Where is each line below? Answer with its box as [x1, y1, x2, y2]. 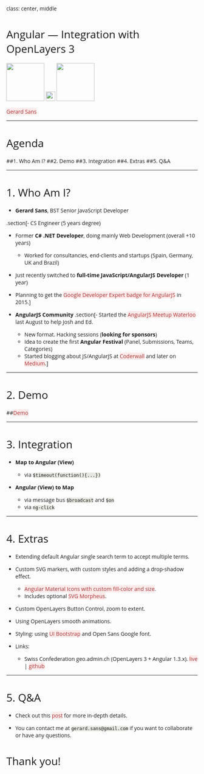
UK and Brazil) [24, 258, 59, 267]
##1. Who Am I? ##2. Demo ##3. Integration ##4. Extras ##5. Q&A [6, 157, 171, 165]
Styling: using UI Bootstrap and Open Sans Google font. [15, 629, 152, 638]
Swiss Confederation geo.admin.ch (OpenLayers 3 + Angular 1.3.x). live [24, 655, 198, 663]
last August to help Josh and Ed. [15, 318, 93, 326]
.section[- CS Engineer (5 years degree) [6, 218, 101, 227]
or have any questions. [15, 731, 72, 739]
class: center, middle [6, 5, 57, 12]
